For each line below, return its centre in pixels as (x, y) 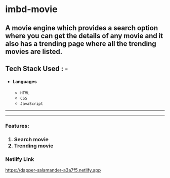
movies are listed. (34, 51)
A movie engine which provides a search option (82, 28)
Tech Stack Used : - (37, 68)
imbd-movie (31, 9)
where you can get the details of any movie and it (84, 36)
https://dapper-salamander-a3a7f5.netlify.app (53, 170)
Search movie (31, 140)
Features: (17, 126)
